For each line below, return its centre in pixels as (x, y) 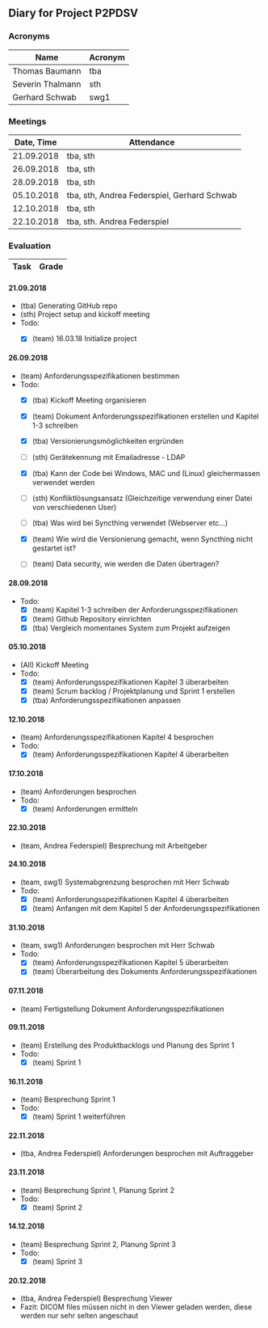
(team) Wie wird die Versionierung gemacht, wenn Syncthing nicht (142, 539)
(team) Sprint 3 (57, 1261)
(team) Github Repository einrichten (92, 618)
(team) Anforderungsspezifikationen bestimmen (100, 376)
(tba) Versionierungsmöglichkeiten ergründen (108, 441)
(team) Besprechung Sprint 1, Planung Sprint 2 (97, 1190)
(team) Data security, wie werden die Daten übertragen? (126, 564)
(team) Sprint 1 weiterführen (79, 1117)
